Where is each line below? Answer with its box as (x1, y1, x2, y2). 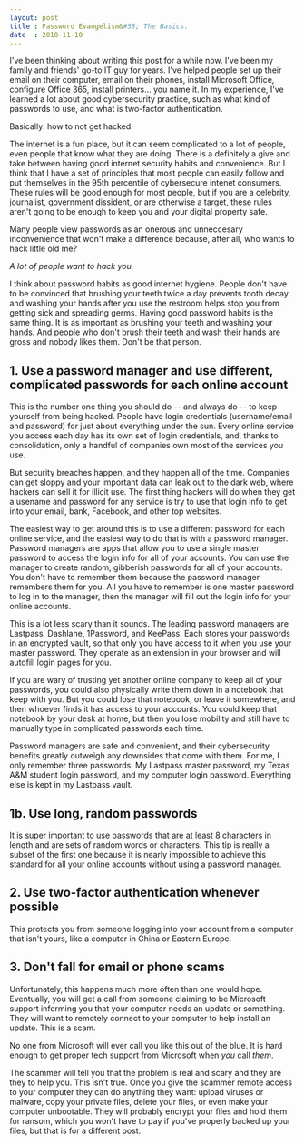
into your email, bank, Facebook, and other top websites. (9, 506, 222, 517)
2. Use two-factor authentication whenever (9, 885, 260, 900)
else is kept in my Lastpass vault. (9, 779, 133, 790)
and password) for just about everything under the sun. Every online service (9, 420, 295, 432)
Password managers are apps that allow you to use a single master (9, 543, 260, 554)
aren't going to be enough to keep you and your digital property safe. (9, 206, 268, 217)
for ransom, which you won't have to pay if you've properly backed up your (9, 1115, 291, 1126)
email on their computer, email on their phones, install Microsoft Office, (9, 75, 275, 85)
